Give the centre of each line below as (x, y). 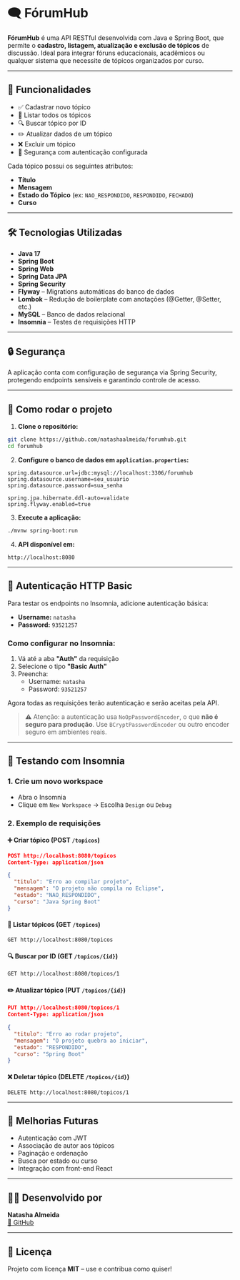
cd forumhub (25, 447)
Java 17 (29, 253)
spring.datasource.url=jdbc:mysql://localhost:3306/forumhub (100, 473)
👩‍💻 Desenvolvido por (55, 1197)
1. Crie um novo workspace (55, 781)
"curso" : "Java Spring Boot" (57, 902)
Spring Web (36, 269)
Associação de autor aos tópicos (66, 1146)
